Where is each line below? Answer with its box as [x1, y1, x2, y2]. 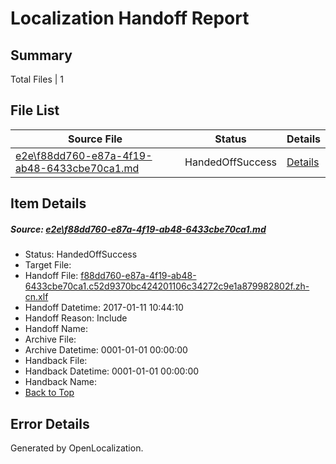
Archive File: [24, 333, 77, 346]
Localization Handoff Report [10, 7, 250, 30]
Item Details [10, 195, 87, 212]
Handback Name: [24, 376, 97, 388]
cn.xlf [24, 291, 49, 303]
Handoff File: [24, 270, 79, 282]
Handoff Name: [24, 323, 88, 335]
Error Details [10, 415, 90, 432]
